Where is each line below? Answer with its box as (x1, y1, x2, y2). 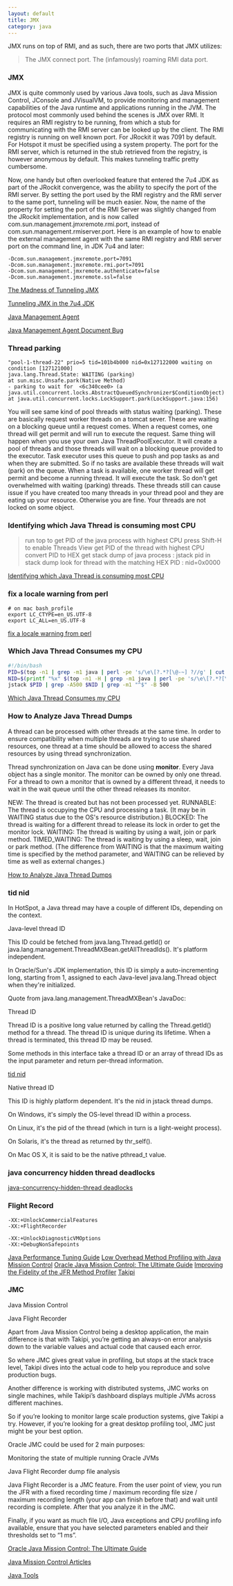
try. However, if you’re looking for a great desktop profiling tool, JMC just (8, 1419, 216, 1428)
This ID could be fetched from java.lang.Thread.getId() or (8, 937, 171, 946)
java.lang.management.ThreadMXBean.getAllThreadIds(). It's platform (8, 945, 208, 953)
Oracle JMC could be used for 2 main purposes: (8, 1440, 145, 1449)
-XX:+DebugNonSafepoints (8, 1241, 80, 1248)
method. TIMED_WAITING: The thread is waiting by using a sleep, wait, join (8, 835, 221, 843)
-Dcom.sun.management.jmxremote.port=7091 (8, 255, 132, 262)
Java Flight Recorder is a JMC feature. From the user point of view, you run (8, 1481, 222, 1489)
